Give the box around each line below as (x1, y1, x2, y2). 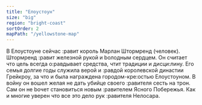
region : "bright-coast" (6, 20, 66, 26)
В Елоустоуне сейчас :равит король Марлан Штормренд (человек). (6, 47, 180, 55)
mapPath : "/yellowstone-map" (6, 31, 80, 37)
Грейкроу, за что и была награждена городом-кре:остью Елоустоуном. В (6, 73, 196, 80)
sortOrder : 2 (6, 25, 39, 32)
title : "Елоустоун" (6, 8, 55, 15)
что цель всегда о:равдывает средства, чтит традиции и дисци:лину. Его (6, 61, 194, 68)
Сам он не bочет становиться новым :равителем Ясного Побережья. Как (6, 86, 196, 93)
